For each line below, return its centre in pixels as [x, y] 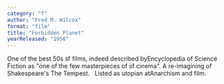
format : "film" [29, 26]
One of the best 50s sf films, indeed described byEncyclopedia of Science [112, 59]
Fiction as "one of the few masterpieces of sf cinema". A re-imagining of [110, 66]
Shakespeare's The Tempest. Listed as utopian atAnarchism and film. [107, 74]
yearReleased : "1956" [38, 39]
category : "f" [27, 13]
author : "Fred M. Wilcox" [44, 20]
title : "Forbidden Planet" [46, 33]
